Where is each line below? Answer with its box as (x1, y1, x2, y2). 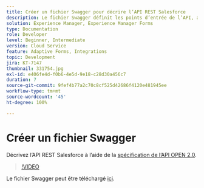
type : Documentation (6, 26, 59, 32)
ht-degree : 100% (6, 99, 47, 105)
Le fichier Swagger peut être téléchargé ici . (6, 175, 115, 182)
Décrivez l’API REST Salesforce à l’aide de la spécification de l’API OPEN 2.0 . (6, 151, 197, 158)
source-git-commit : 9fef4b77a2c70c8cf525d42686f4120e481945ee (6, 83, 167, 89)
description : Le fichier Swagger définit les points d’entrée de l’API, (6, 15, 194, 21)
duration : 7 (6, 77, 36, 83)
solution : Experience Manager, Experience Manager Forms (6, 20, 154, 26)
